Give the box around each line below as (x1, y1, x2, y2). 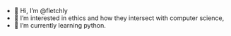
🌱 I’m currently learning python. (13, 21, 106, 29)
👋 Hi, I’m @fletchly (13, 7, 69, 15)
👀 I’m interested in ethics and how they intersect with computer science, (13, 14, 225, 22)
